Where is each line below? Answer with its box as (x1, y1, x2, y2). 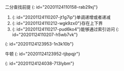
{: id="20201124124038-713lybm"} (5, 60, 74, 66)
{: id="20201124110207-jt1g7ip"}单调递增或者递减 (12, 14, 111, 20)
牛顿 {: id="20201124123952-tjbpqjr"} (5, 51, 80, 57)
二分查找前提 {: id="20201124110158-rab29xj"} (5, 4, 98, 10)
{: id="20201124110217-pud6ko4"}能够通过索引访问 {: (12, 26, 119, 32)
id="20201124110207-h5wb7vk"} (12, 32, 78, 37)
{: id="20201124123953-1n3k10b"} (5, 41, 74, 47)
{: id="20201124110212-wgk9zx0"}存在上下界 (12, 21, 103, 26)
